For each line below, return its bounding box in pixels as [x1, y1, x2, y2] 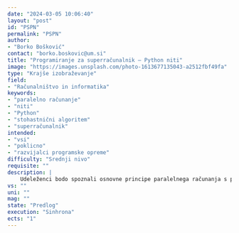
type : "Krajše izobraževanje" [7, 70, 97, 77]
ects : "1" [7, 215, 37, 222]
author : [7, 37, 31, 44]
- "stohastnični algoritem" [7, 116, 91, 123]
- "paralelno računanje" [7, 97, 81, 104]
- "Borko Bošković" [7, 43, 65, 50]
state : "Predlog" [7, 202, 59, 210]
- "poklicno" [7, 143, 46, 150]
